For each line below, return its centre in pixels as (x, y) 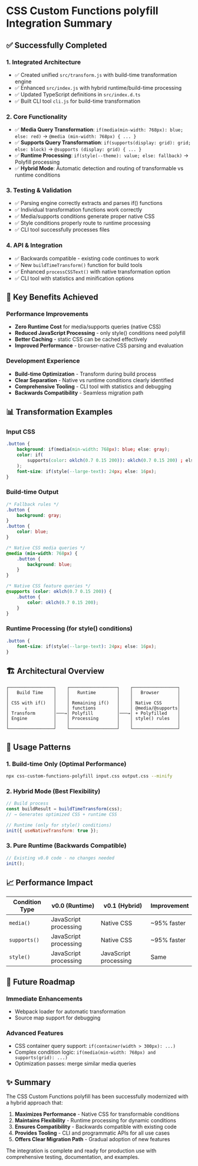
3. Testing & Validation (39, 190)
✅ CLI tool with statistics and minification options (74, 278)
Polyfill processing (37, 162)
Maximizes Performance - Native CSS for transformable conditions (97, 1114)
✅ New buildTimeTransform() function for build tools (78, 265)
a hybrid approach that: (34, 1103)
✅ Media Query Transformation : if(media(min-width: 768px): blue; (99, 130)
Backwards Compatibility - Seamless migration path (79, 393)
